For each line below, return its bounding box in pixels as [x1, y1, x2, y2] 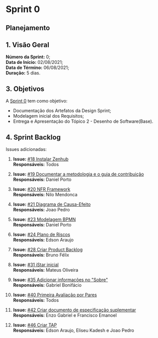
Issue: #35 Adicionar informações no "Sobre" [13, 277, 108, 283]
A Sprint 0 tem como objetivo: [6, 98, 67, 104]
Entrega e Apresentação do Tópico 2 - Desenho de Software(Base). [13, 118, 153, 124]
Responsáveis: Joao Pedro [13, 207, 70, 213]
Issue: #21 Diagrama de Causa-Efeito [13, 201, 91, 207]
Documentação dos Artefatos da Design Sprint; [13, 108, 111, 114]
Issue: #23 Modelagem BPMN [13, 216, 76, 222]
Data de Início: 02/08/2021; [6, 59, 63, 65]
